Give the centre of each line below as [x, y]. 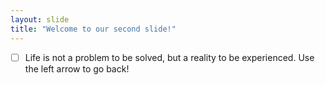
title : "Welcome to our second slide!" [93, 29]
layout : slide [40, 19]
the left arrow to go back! [77, 68]
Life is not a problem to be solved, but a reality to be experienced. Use [169, 57]
